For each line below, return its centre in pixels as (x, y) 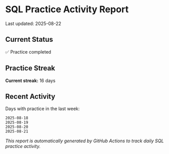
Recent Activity (30, 96)
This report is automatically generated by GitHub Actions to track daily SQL (84, 141)
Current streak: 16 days (31, 81)
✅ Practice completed (28, 52)
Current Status (29, 40)
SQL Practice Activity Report (67, 9)
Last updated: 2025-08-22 (33, 23)
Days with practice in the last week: (43, 109)
